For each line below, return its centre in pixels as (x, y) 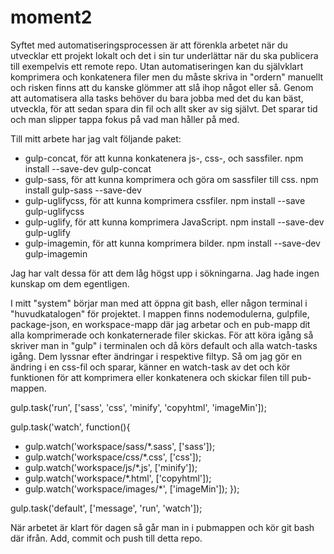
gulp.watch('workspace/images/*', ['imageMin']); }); (132, 488)
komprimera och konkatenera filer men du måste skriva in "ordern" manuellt (167, 77)
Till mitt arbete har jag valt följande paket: (96, 138)
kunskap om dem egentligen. (70, 283)
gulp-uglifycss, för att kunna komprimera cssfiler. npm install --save (165, 200)
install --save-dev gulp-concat (88, 168)
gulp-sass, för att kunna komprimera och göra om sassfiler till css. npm (171, 179)
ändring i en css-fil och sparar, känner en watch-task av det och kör (150, 367)
